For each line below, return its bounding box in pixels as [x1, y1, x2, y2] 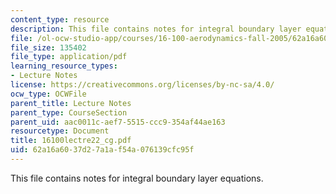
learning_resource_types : [10, 61, 118, 71]
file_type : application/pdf [10, 52, 128, 62]
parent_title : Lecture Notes [10, 98, 132, 108]
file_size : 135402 [10, 42, 87, 53]
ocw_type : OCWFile [10, 89, 87, 99]
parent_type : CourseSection [10, 107, 128, 118]
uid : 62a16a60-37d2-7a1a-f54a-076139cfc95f [10, 145, 195, 155]
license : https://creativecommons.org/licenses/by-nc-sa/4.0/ [10, 80, 275, 90]
